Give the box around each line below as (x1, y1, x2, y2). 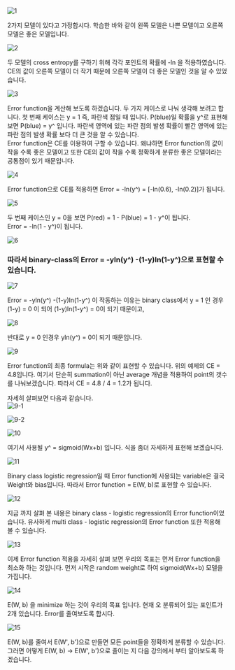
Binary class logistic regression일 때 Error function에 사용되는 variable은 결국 (7, 472, 225, 480)
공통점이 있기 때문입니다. (7, 157, 75, 164)
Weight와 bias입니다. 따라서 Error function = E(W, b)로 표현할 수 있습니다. (7, 480, 212, 489)
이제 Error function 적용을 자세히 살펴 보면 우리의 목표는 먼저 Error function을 (7, 555, 221, 563)
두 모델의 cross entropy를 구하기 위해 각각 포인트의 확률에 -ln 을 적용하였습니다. (7, 58, 227, 66)
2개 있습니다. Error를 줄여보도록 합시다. (7, 609, 115, 618)
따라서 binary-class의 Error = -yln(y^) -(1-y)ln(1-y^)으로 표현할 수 (7, 255, 224, 264)
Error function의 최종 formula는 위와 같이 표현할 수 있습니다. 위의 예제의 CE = (7, 362, 221, 370)
